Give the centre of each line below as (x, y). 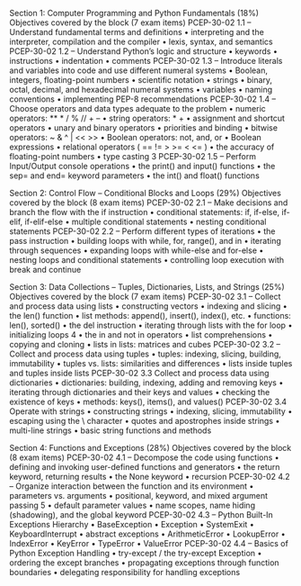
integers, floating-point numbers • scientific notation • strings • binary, (141, 80)
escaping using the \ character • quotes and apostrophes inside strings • (145, 421)
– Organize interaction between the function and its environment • (132, 486)
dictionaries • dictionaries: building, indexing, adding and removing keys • (146, 383)
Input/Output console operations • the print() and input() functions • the (142, 166)
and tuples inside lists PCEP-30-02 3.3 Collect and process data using (139, 373)
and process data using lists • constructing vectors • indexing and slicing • (148, 306)
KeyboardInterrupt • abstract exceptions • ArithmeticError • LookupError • (147, 534)
